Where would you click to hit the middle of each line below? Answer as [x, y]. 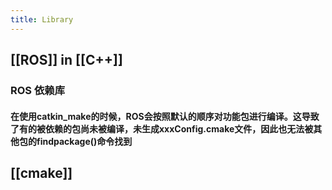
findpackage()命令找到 [84, 141]
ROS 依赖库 [38, 90]
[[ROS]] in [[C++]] [66, 60]
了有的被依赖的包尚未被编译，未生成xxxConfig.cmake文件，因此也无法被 [162, 128]
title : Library [42, 19]
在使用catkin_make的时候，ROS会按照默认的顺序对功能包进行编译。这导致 [165, 116]
